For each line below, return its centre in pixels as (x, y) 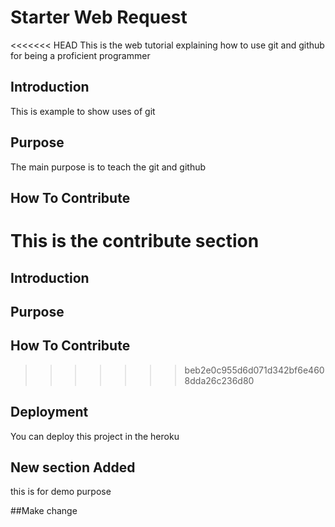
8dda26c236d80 (219, 380)
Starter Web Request (99, 17)
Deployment (49, 412)
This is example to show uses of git (83, 111)
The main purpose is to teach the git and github (108, 167)
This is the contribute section (135, 241)
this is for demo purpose (61, 492)
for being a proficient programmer (80, 55)
